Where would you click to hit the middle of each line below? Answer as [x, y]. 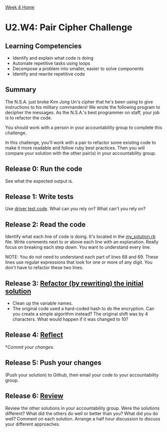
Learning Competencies [43, 46]
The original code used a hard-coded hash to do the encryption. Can [83, 309]
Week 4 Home [20, 7]
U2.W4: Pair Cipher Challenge [69, 28]
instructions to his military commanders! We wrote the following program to [83, 107]
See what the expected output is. [39, 181]
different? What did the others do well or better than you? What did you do [82, 413]
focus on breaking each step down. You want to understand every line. [78, 247]
